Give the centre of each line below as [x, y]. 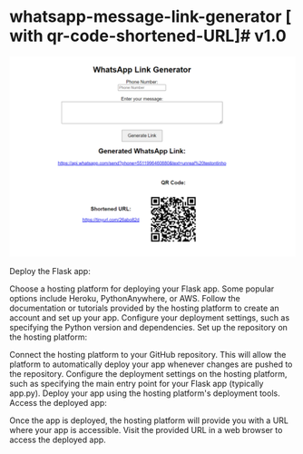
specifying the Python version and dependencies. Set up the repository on [149, 328]
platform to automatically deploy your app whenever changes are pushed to [151, 364]
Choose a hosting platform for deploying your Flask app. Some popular [142, 289]
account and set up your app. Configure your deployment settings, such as [150, 318]
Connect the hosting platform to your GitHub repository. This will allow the [148, 355]
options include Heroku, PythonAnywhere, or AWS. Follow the [125, 299]
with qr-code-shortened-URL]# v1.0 [148, 36]
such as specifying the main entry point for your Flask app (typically [137, 384]
